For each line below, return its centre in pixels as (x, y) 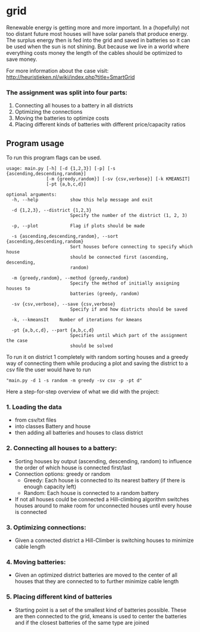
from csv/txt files (35, 420)
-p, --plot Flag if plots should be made (78, 226)
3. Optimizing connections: (46, 527)
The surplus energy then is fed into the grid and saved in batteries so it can (98, 40)
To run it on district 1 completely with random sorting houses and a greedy (97, 357)
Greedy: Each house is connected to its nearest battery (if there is (104, 480)
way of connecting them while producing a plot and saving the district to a (97, 363)
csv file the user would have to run (49, 370)
